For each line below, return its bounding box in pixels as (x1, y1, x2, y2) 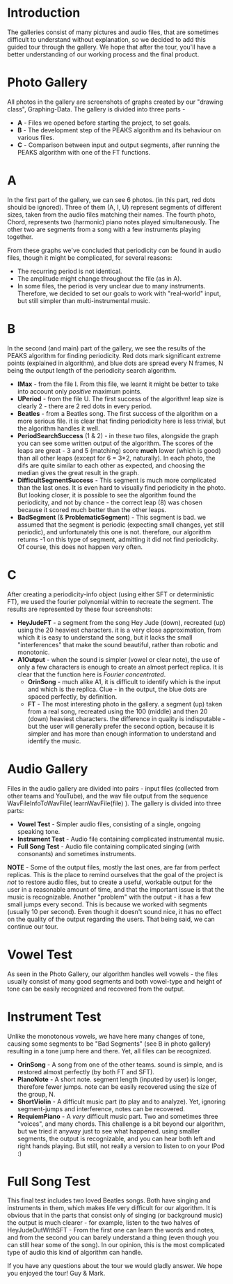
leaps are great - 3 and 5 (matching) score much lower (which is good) (17, 446, 221, 454)
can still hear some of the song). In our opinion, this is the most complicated (7, 1241, 225, 1249)
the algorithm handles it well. (17, 424, 100, 433)
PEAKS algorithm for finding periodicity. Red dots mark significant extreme (7, 351, 221, 359)
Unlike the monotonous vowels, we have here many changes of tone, (7, 1032, 205, 1040)
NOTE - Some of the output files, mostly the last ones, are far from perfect (7, 863, 220, 872)
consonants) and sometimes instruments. (17, 849, 136, 858)
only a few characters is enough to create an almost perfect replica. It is (17, 663, 224, 671)
